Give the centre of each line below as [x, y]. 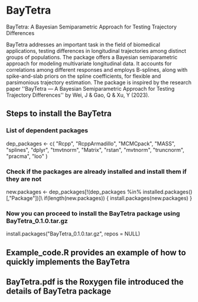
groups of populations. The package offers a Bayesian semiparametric [92, 57]
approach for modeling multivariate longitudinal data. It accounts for [89, 63]
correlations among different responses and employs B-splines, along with [97, 69]
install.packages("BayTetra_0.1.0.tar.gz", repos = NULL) [73, 234]
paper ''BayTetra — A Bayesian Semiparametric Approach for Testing [90, 88]
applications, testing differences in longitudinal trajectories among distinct [96, 50]
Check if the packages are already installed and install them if [97, 171]
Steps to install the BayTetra [59, 114]
